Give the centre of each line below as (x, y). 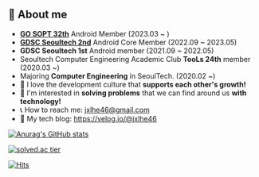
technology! (40, 101)
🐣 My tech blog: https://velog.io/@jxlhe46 (88, 118)
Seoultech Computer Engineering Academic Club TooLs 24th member (135, 59)
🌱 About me (38, 15)
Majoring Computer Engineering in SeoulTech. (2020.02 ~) (118, 75)
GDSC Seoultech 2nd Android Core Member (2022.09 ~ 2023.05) (128, 42)
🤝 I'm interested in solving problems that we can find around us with (133, 93)
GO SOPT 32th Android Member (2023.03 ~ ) (94, 33)
